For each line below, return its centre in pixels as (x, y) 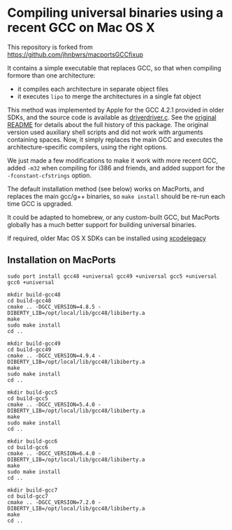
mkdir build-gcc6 (32, 441)
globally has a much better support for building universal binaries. (102, 224)
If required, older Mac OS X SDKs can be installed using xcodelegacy (107, 238)
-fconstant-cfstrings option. (50, 175)
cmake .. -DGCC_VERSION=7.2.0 (51, 502)
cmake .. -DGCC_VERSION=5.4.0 (51, 404)
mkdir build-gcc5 (32, 392)
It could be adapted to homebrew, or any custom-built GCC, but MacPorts (114, 217)
